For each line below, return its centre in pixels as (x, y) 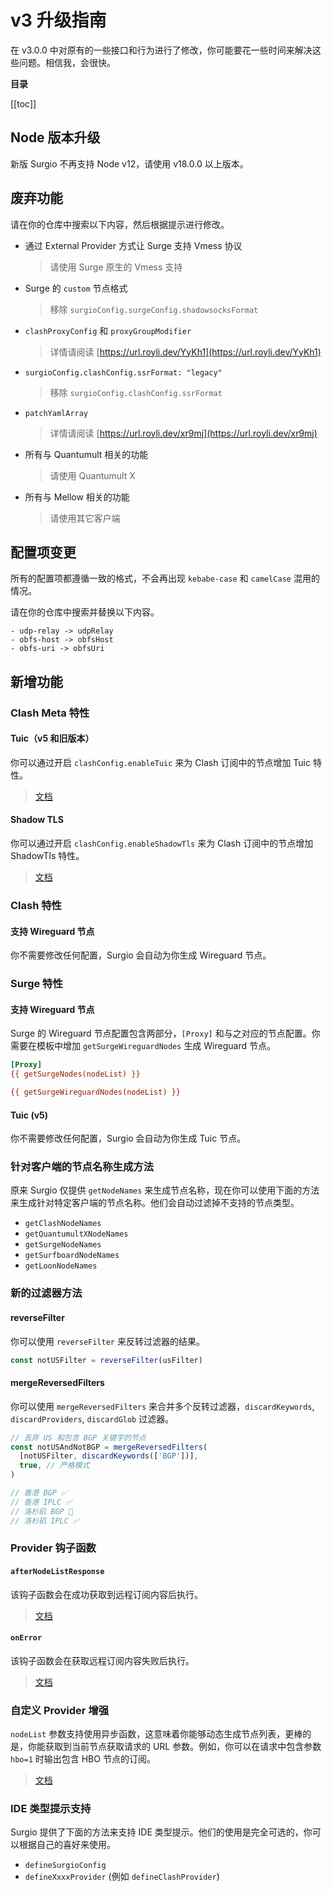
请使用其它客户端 (85, 518)
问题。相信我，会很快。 (67, 62)
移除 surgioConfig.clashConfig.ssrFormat (136, 392)
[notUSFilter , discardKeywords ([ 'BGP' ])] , (109, 1456)
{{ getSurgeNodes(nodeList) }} (75, 1074)
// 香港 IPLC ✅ (41, 1502)
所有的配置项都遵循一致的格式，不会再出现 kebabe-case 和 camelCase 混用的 (165, 578)
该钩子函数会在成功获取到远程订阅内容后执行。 (106, 1594)
